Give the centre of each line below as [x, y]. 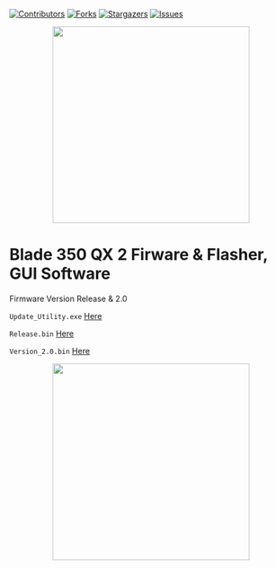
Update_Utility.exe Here [56, 316]
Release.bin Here [42, 333]
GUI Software [60, 274]
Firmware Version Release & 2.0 [68, 298]
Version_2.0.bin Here [50, 351]
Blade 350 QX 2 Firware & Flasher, [138, 255]
